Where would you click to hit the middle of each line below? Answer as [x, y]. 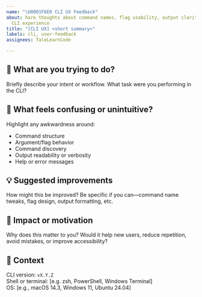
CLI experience [31, 23]
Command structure [40, 136]
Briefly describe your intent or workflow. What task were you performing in [99, 84]
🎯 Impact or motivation [50, 220]
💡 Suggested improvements [60, 181]
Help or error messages [44, 161]
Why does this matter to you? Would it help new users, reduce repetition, [96, 235]
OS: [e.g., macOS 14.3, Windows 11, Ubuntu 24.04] [69, 288]
